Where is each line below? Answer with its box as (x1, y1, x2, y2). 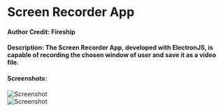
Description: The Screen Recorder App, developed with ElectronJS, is (7, 43, 213, 52)
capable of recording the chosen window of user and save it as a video (7, 51, 217, 59)
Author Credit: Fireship (7, 27, 75, 35)
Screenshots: (7, 74, 48, 82)
